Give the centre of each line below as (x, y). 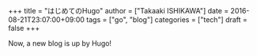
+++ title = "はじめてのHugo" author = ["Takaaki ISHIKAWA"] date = (119, 11)
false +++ (24, 28)
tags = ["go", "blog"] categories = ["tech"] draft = (167, 20)
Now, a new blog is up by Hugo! (60, 43)
